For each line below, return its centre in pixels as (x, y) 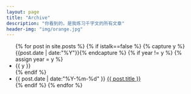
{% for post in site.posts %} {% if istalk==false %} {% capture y (95, 46)
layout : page (23, 12)
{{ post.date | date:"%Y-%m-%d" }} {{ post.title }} (78, 79)
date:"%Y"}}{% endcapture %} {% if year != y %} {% (115, 53)
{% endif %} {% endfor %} (49, 85)
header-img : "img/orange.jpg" (45, 29)
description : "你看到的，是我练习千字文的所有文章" (66, 23)
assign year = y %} (39, 59)
